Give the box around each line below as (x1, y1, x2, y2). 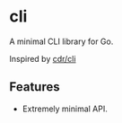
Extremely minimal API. (22, 103, 108, 114)
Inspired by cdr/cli (9, 53, 76, 64)
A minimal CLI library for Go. (9, 36, 114, 47)
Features (9, 79, 60, 95)
